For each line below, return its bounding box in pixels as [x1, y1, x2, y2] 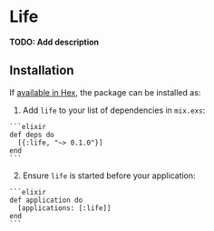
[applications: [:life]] [17, 203, 112, 213]
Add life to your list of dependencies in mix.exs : [22, 105, 206, 115]
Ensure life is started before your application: [22, 170, 197, 181]
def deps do [9, 130, 54, 139]
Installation [9, 63, 74, 78]
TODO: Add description [9, 36, 100, 47]
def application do [9, 196, 83, 205]
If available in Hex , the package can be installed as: [9, 86, 201, 97]
